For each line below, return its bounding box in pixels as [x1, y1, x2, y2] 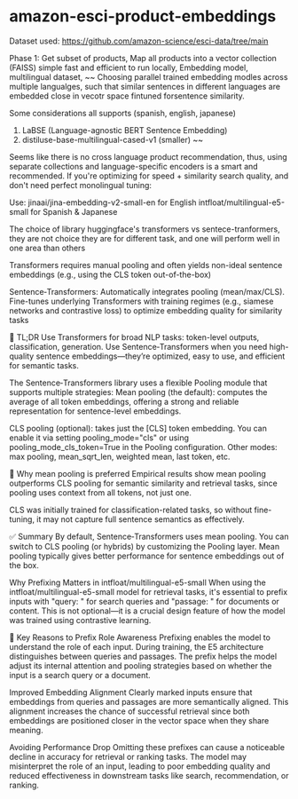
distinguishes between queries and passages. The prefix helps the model [9, 651, 278, 661]
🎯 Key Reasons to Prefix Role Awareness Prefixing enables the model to [9, 632, 271, 643]
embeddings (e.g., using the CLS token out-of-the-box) [9, 269, 211, 280]
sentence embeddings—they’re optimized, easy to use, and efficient [35, 351, 286, 361]
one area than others [9, 242, 86, 253]
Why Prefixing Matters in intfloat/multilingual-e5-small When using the [9, 577, 266, 588]
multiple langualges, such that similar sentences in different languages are [9, 81, 281, 91]
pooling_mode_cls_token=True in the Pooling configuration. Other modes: [9, 441, 278, 452]
